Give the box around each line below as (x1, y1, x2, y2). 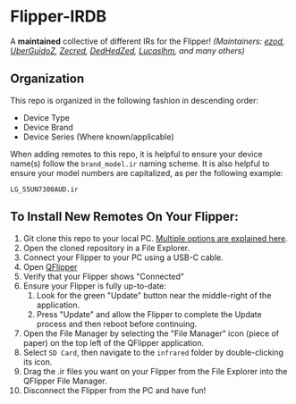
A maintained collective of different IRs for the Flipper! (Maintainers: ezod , (10, 36, 285, 46)
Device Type (22, 112, 70, 122)
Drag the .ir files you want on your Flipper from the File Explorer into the (22, 366, 288, 376)
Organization (10, 72, 84, 87)
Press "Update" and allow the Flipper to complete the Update (36, 308, 262, 319)
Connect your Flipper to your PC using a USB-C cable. (22, 252, 224, 263)
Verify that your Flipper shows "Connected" (22, 271, 185, 282)
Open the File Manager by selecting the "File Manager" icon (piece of (22, 328, 280, 339)
